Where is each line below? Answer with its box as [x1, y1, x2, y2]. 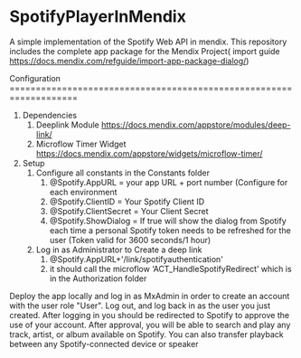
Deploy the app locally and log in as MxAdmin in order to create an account [9, 290, 290, 301]
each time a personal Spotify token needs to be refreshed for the [49, 224, 291, 236]
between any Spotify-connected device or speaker [9, 338, 199, 349]
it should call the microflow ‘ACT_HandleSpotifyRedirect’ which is [49, 263, 292, 274]
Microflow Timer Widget [35, 138, 127, 149]
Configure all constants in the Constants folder [35, 167, 211, 178]
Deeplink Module [35, 119, 99, 130]
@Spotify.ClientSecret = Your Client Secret [49, 205, 209, 216]
